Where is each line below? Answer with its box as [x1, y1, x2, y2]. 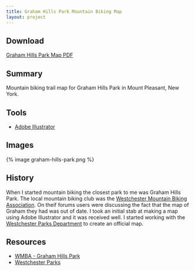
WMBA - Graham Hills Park [14, 253, 80, 260]
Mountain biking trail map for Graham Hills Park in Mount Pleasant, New [6, 84, 179, 91]
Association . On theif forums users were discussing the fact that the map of [6, 201, 189, 208]
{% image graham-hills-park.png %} [6, 156, 95, 163]
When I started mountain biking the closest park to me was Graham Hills [6, 189, 181, 196]
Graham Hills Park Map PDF [6, 51, 73, 59]
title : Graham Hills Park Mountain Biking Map [6, 8, 122, 15]
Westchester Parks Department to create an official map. [6, 220, 144, 227]
